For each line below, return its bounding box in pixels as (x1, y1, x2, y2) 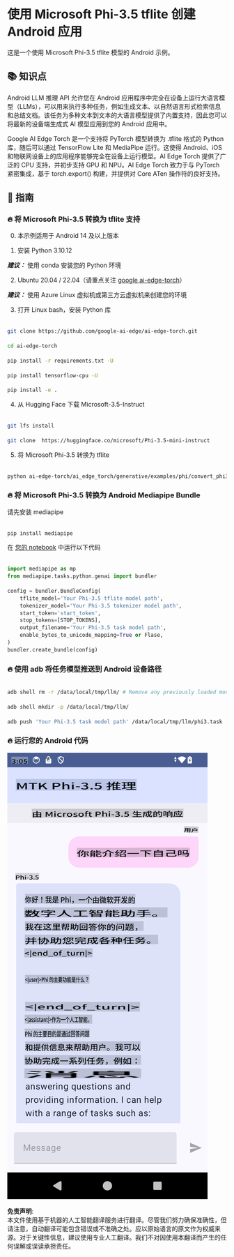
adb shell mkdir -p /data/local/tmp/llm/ (7, 703, 130, 710)
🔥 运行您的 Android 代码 (7, 736, 88, 746)
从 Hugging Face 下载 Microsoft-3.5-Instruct (17, 400, 145, 409)
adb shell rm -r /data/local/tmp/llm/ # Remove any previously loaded (7, 688, 217, 696)
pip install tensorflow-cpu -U (7, 372, 98, 379)
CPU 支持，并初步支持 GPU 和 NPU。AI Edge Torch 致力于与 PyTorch (20, 160, 220, 169)
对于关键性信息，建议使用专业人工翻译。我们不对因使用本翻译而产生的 (19, 1233, 221, 1242)
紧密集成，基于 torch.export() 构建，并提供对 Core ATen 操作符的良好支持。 (7, 169, 224, 178)
